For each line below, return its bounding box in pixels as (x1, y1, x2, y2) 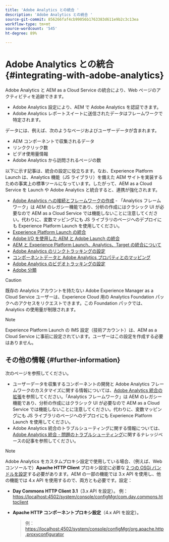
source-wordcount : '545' (5, 26, 58, 31)
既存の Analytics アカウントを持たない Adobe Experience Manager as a (5, 287, 154, 293)
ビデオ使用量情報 (12, 151, 48, 157)
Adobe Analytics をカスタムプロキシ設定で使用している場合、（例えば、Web (5, 458, 162, 464)
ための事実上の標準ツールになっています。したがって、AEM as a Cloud (5, 180, 152, 186)
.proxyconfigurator (25, 531, 64, 537)
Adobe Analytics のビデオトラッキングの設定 (12, 261, 106, 267)
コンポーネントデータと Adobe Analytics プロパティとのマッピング (12, 254, 151, 260)
